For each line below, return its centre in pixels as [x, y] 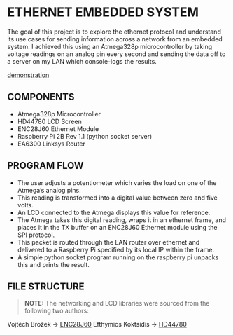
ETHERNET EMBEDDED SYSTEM [103, 12]
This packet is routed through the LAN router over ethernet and [108, 242]
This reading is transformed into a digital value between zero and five [118, 198]
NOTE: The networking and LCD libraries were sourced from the [117, 303]
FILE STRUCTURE [46, 286]
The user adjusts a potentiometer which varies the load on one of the [117, 182]
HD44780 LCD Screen [49, 121]
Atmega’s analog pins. [49, 190]
